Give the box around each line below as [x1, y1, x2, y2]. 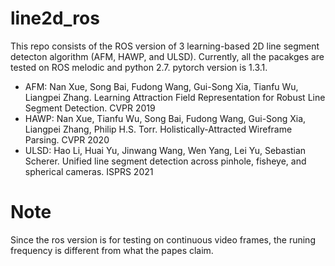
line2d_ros [10, 7, 100, 30]
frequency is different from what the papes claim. [10, 244, 214, 256]
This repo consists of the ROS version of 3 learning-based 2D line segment [10, 40, 320, 52]
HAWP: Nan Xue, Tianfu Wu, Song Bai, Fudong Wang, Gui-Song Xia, [24, 112, 307, 124]
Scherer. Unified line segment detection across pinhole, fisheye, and [24, 155, 307, 167]
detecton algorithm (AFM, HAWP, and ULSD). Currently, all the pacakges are [10, 50, 325, 62]
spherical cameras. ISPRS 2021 [24, 165, 154, 177]
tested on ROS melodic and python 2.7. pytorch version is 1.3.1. [10, 61, 268, 73]
